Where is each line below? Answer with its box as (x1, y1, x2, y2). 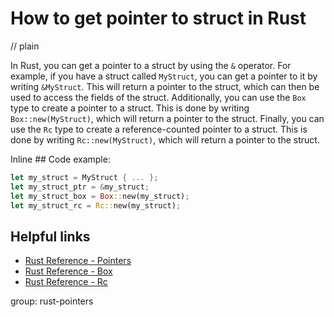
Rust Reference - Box (24, 265, 113, 277)
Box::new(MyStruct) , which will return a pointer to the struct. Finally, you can (10, 112, 325, 124)
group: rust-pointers (10, 295, 94, 307)
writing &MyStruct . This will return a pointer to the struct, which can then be (10, 80, 320, 92)
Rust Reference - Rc (24, 276, 108, 288)
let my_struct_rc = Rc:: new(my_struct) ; (10, 200, 182, 211)
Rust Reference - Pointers (24, 255, 132, 267)
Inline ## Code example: (10, 153, 111, 165)
